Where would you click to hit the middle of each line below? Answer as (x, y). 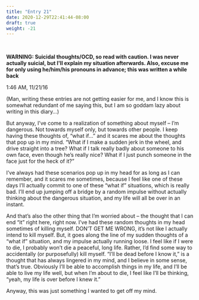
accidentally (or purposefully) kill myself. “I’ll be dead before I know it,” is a (98, 254)
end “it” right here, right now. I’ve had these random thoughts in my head (96, 222)
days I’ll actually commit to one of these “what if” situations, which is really (98, 185)
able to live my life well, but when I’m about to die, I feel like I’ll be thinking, (97, 273)
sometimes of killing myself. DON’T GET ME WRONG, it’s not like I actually (97, 229)
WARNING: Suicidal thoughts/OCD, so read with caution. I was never (93, 57)
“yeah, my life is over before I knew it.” (53, 279)
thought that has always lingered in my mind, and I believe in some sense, (97, 261)
